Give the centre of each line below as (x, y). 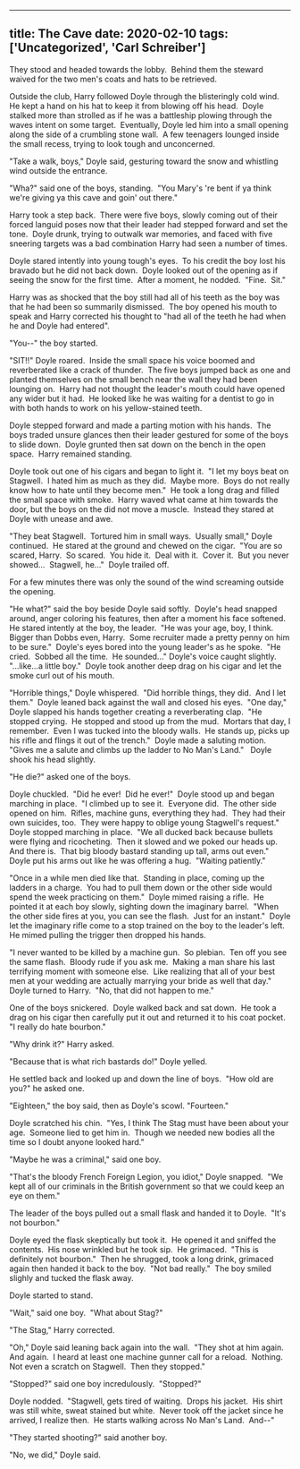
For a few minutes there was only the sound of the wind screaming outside (146, 582)
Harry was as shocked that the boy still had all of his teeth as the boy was (145, 297)
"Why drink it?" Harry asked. (62, 1044)
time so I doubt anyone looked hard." (77, 1141)
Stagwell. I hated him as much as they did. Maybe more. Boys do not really (150, 481)
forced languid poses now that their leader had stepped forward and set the (149, 224)
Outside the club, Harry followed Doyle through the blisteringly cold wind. (144, 96)
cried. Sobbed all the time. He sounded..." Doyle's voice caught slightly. (143, 656)
